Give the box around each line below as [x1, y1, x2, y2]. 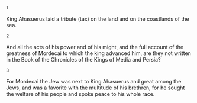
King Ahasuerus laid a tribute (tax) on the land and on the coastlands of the [6, 15, 189, 22]
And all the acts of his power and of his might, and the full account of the [6, 44, 184, 50]
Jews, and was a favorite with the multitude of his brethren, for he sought [6, 84, 185, 91]
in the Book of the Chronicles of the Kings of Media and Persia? [6, 56, 161, 63]
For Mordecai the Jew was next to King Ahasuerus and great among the [6, 78, 182, 85]
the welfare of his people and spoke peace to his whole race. [6, 91, 155, 97]
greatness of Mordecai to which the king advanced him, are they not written [6, 50, 191, 57]
